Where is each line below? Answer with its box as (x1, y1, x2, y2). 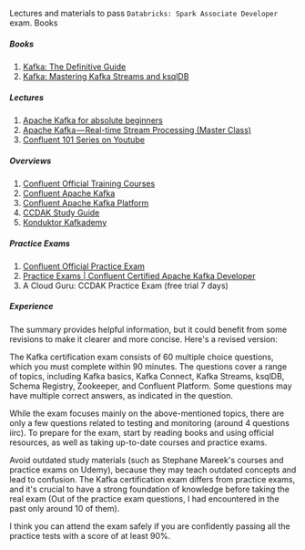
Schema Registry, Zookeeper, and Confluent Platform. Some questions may (9, 380, 293, 391)
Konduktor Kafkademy (22, 216, 107, 227)
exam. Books (9, 17, 58, 28)
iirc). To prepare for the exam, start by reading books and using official (9, 427, 275, 438)
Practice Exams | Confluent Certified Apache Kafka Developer (22, 270, 256, 281)
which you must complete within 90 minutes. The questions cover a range (9, 360, 288, 372)
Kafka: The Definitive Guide (22, 61, 127, 72)
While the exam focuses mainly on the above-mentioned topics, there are (9, 408, 285, 419)
